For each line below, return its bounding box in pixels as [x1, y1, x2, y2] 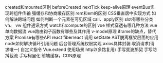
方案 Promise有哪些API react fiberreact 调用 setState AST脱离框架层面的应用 [5, 34, 159, 40]
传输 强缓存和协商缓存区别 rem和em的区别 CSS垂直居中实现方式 [21, 10, 151, 16]
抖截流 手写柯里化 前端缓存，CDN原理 [5, 53, 81, 58]
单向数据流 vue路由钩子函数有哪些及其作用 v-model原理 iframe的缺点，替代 [5, 29, 157, 34]
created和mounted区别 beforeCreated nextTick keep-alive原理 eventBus [5, 4, 150, 10]
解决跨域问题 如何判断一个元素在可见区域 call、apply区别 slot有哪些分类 [9, 16, 153, 22]
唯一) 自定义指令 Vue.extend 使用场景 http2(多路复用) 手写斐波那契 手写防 [9, 47, 157, 52]
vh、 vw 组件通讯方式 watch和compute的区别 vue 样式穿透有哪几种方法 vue [5, 22, 157, 28]
